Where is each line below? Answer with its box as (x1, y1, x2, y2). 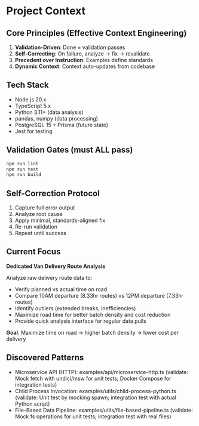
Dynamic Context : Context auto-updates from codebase (14, 63, 155, 70)
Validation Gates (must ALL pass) (6, 145, 133, 155)
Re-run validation (14, 223, 58, 230)
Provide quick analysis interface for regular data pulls (14, 317, 146, 325)
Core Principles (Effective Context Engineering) (6, 28, 187, 38)
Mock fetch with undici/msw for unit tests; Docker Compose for (14, 375, 172, 382)
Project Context (6, 4, 85, 18)
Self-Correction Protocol (6, 188, 100, 198)
